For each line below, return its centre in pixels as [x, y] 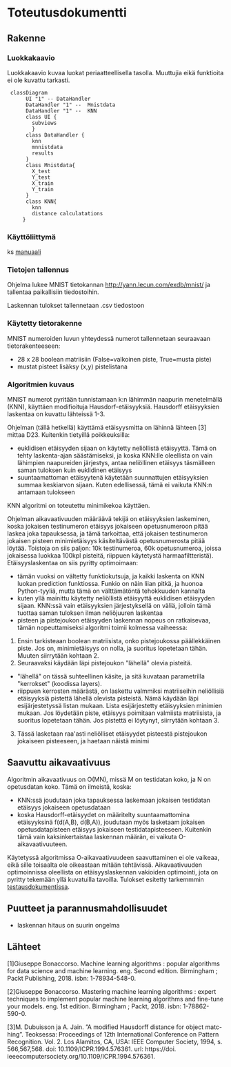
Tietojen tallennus [38, 270]
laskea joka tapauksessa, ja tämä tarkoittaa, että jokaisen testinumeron [108, 533]
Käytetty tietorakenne [45, 324]
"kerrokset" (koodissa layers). [59, 684]
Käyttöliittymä [32, 237]
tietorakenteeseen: [34, 346]
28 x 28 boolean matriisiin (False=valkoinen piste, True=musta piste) [114, 359]
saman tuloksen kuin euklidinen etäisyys [74, 470]
